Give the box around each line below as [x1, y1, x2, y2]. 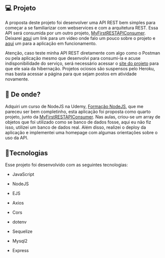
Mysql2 [12, 238, 28, 244]
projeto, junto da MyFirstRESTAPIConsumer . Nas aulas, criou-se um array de [5, 114, 161, 119]
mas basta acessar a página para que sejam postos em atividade [5, 71, 137, 77]
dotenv [12, 219, 27, 225]
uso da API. [5, 135, 29, 141]
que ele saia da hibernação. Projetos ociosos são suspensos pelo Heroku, [5, 65, 155, 71]
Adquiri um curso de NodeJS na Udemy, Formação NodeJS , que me [5, 103, 144, 109]
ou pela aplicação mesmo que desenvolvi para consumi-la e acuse [5, 55, 141, 61]
